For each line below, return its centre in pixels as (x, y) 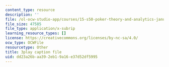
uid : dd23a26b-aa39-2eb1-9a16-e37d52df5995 (52, 57)
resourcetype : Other (27, 47)
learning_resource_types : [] (36, 33)
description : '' (22, 15)
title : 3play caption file (33, 52)
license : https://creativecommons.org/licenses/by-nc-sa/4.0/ (72, 38)
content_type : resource (30, 10)
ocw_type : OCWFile (24, 43)
